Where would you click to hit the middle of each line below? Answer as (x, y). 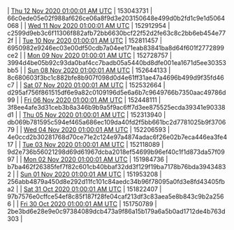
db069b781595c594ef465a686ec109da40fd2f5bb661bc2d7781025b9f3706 (117, 122)
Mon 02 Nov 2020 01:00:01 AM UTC (75, 159)
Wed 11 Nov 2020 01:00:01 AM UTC (79, 26)
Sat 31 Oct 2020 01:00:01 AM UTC (73, 189)
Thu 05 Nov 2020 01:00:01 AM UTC (74, 115)
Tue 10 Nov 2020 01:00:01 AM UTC (73, 41)
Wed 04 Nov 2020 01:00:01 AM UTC (76, 130)
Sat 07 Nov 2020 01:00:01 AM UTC (74, 85)
